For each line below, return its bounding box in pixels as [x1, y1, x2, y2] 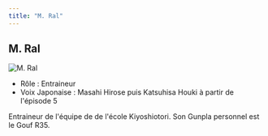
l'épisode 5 [19, 96, 58, 106]
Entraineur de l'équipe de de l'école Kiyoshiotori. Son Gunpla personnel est [8, 112, 260, 121]
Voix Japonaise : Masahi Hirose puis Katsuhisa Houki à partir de [19, 87, 234, 97]
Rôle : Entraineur [19, 79, 76, 89]
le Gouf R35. [8, 121, 50, 130]
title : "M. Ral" [8, 11, 63, 20]
